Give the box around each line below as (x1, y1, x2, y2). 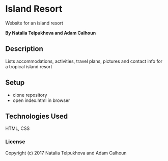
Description (5, 44, 43, 53)
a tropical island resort (5, 63, 52, 69)
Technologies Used (5, 112, 68, 120)
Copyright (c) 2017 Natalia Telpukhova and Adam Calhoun (5, 150, 127, 156)
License (5, 138, 25, 145)
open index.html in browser (12, 97, 70, 103)
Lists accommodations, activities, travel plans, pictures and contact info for (5, 58, 163, 64)
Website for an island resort (5, 20, 64, 26)
